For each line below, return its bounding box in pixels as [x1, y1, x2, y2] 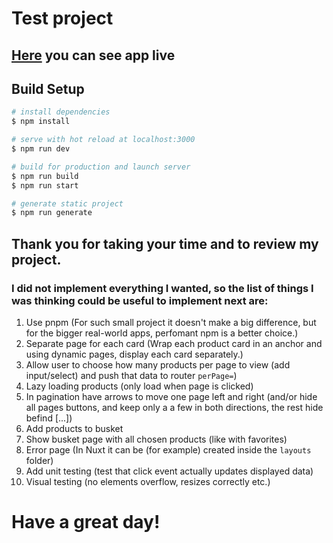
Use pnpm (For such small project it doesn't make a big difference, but [25, 316, 317, 328]
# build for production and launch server [11, 162, 191, 172]
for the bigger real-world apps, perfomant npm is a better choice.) [25, 327, 299, 339]
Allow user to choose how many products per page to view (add [25, 358, 291, 371]
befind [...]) [25, 412, 73, 424]
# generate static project [11, 198, 124, 209]
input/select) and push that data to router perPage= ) [25, 369, 238, 381]
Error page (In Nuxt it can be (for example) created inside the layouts [25, 443, 312, 456]
